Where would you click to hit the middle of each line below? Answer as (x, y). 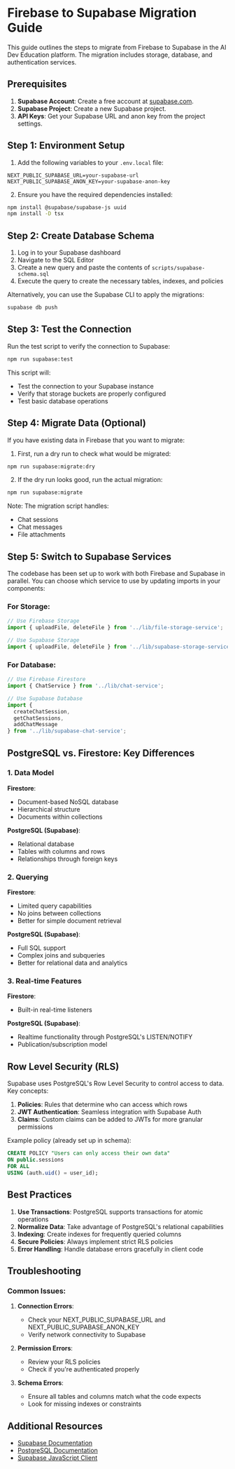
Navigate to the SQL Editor (56, 260)
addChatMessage (36, 725)
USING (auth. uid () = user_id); (53, 1173)
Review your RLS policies (64, 1362)
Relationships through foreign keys (67, 859)
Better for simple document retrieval (69, 921)
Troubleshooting (44, 1271)
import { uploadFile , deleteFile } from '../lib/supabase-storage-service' (120, 647)
